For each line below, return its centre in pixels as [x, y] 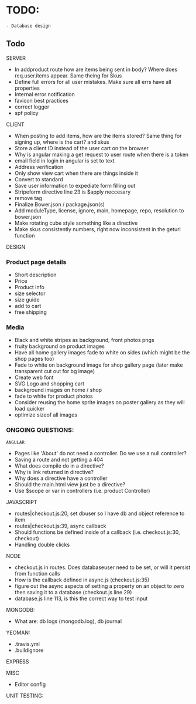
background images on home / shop [58, 390]
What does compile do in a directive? [59, 466]
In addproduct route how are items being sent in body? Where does [96, 69]
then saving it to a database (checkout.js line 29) [73, 592]
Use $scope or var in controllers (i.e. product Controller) [82, 490]
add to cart [28, 306]
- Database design [28, 26]
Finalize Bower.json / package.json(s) [60, 204]
